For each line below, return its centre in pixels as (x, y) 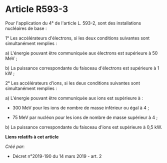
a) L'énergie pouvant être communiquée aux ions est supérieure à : (74, 98)
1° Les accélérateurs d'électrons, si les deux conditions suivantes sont (77, 38)
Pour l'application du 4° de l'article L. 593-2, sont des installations (73, 23)
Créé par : (15, 146)
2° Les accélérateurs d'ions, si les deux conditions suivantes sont (72, 83)
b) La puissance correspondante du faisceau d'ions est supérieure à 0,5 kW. (84, 127)
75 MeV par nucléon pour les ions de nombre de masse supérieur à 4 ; (85, 117)
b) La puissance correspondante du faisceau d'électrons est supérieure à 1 (82, 68)
